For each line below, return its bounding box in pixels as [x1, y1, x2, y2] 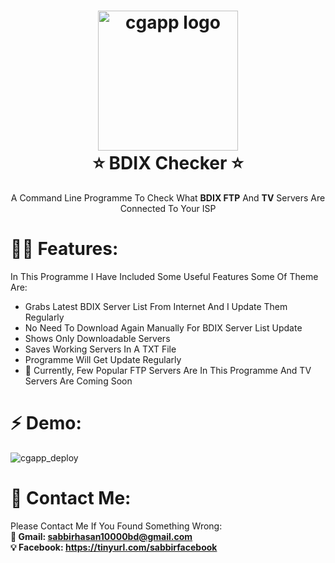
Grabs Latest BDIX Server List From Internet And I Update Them [24, 300, 288, 312]
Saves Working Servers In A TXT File [24, 343, 177, 355]
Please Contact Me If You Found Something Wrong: [10, 520, 223, 532]
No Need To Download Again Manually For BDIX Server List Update [24, 321, 303, 334]
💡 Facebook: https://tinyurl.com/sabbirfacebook [10, 541, 218, 553]
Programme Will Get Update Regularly [24, 353, 182, 365]
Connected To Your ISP [119, 202, 217, 214]
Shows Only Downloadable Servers [24, 332, 171, 344]
